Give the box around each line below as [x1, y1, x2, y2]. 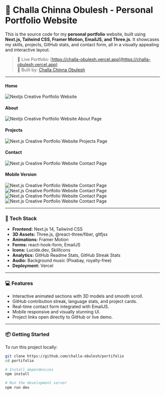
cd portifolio [5, 358, 34, 363]
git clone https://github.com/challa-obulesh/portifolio [5, 354, 124, 359]
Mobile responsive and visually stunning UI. [12, 308, 101, 314]
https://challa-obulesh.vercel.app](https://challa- [52, 56, 151, 62]
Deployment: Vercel [12, 263, 54, 269]
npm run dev [5, 385, 29, 390]
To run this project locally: [5, 344, 58, 350]
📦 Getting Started [5, 331, 50, 338]
